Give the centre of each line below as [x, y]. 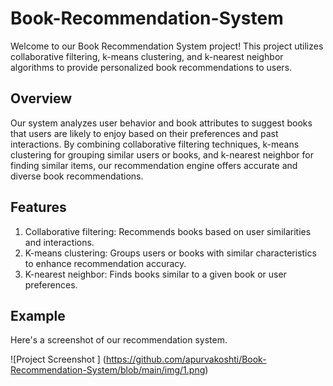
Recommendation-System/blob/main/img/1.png [108, 370]
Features [38, 207]
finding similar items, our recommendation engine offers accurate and [154, 165]
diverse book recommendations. [77, 176]
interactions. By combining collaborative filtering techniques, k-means [155, 144]
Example [38, 315]
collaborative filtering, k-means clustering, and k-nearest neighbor [147, 56]
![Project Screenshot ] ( [58, 359]
